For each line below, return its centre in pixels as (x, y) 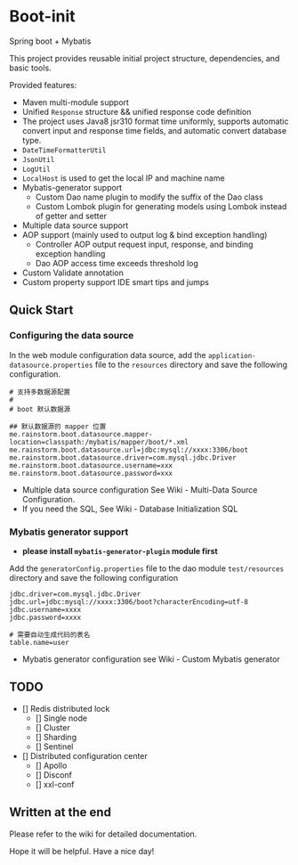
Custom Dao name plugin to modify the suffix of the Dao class (149, 197)
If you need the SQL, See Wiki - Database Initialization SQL (130, 509)
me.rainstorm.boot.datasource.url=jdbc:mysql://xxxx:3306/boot (129, 450)
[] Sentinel (54, 747)
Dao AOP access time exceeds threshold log (117, 263)
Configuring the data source (72, 336)
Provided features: (43, 85)
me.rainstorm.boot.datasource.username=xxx (91, 465)
